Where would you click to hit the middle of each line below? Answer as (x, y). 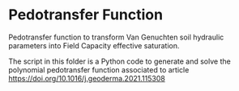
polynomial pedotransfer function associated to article (99, 69)
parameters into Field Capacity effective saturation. (94, 45)
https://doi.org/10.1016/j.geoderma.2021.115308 (87, 78)
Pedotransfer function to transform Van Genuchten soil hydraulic (116, 37)
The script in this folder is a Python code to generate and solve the (119, 61)
